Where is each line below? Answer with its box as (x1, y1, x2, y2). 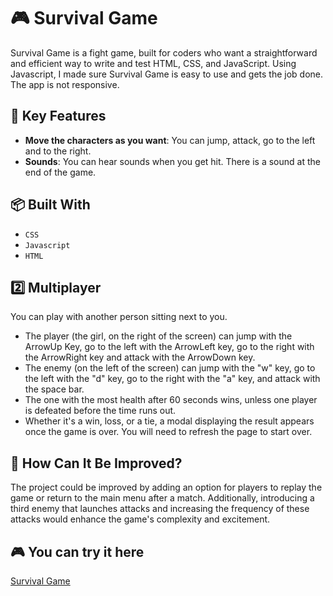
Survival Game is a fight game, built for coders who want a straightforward (10, 46, 318, 59)
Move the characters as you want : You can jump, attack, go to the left (24, 134, 316, 146)
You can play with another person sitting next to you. (10, 311, 228, 323)
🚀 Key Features (10, 108, 107, 125)
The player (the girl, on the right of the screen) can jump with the (24, 330, 293, 342)
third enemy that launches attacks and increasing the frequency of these (10, 503, 310, 515)
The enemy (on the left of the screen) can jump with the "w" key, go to (24, 362, 316, 374)
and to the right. (24, 145, 92, 157)
